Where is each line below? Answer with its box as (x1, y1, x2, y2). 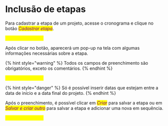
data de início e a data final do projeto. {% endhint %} (5, 90, 116, 96)
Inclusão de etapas (5, 4, 86, 15)
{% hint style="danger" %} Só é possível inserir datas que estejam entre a (5, 84, 158, 91)
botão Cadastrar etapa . (5, 25, 54, 31)
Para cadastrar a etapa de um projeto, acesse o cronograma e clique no (5, 20, 154, 26)
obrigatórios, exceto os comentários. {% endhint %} (5, 65, 113, 71)
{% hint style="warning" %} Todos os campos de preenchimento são (5, 60, 148, 66)
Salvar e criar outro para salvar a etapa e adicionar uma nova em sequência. (5, 105, 163, 111)
